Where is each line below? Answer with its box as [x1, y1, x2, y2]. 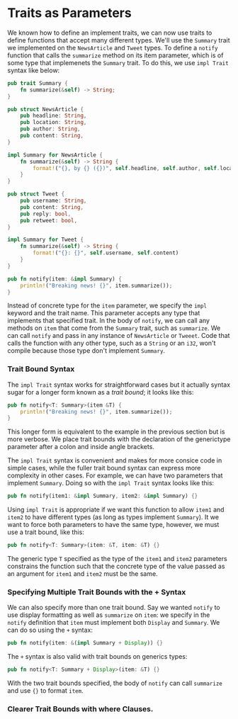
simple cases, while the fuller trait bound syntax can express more [7, 464, 201, 472]
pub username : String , [20, 197, 87, 205]
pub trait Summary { [7, 79, 69, 86]
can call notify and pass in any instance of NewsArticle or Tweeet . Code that [7, 332, 230, 340]
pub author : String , [20, 125, 81, 132]
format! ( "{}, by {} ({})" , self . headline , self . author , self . [33, 164, 220, 171]
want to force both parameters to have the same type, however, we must [7, 521, 220, 529]
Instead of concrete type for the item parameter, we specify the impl [7, 301, 208, 310]
